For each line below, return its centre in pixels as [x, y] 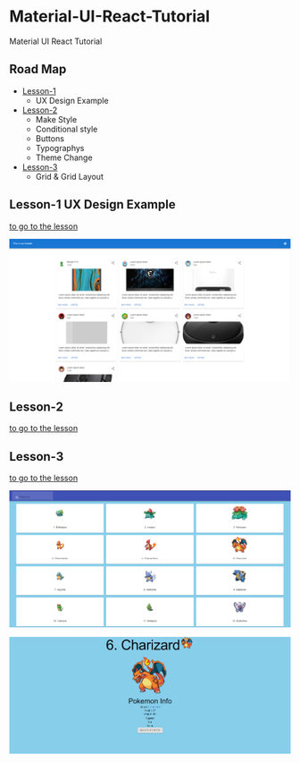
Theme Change [64, 157]
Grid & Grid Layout [70, 176]
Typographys [60, 148]
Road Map [38, 69]
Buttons [50, 138]
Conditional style [67, 129]
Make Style [56, 119]
